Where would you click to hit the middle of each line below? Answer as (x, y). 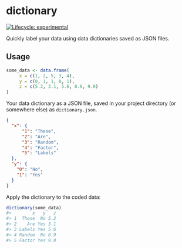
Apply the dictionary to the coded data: (53, 197)
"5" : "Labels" (39, 153)
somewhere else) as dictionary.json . (52, 110)
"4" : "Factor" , (40, 148)
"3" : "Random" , (40, 142)
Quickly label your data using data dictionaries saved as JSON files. (88, 38)
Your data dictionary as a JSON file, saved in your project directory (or (91, 103)
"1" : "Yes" (30, 175)
